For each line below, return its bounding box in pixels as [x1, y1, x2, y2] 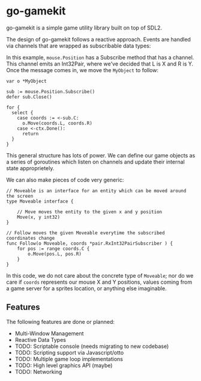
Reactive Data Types [14, 336, 66, 343]
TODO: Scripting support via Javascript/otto [14, 349, 124, 356]
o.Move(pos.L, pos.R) [28, 251, 82, 257]
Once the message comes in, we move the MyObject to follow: [6, 66, 159, 73]
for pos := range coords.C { [17, 245, 90, 252]
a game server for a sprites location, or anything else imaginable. [6, 284, 167, 292]
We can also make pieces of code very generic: [6, 176, 124, 183]
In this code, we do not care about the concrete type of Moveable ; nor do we [6, 272, 194, 279]
